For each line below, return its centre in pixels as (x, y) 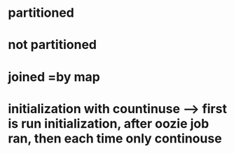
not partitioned (53, 45)
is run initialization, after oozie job (109, 123)
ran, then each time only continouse (115, 138)
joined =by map (54, 76)
